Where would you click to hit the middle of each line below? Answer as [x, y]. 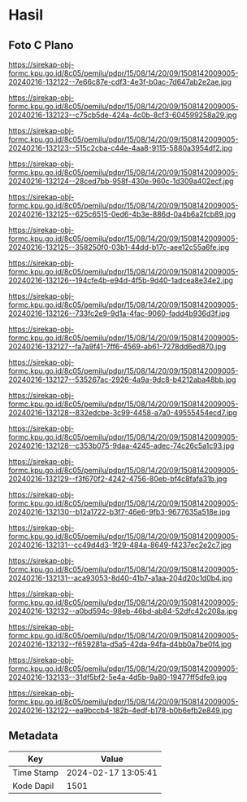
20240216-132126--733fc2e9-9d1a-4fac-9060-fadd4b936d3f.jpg [119, 313]
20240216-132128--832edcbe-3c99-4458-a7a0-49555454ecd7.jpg [123, 412]
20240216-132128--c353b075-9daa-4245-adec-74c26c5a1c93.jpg [121, 446]
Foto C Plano [41, 45]
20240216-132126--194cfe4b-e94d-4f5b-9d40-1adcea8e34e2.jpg [121, 280]
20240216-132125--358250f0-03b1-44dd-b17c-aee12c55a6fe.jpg [119, 247]
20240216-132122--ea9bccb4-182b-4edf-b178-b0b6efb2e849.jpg [121, 710]
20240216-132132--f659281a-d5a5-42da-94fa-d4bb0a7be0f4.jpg [120, 644]
